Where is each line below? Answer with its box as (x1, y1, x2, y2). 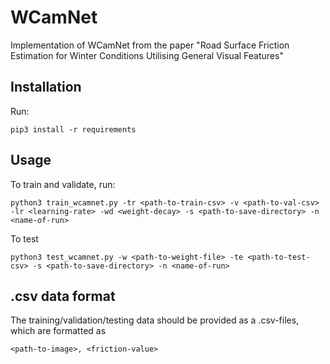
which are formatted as (10, 325, 107, 337)
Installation (10, 79, 82, 96)
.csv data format (10, 287, 116, 305)
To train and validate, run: (10, 178, 116, 190)
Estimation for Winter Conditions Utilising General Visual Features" (10, 49, 284, 61)
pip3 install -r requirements (10, 124, 137, 135)
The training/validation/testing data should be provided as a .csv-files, (10, 314, 300, 326)
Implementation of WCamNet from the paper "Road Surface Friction (10, 39, 290, 51)
